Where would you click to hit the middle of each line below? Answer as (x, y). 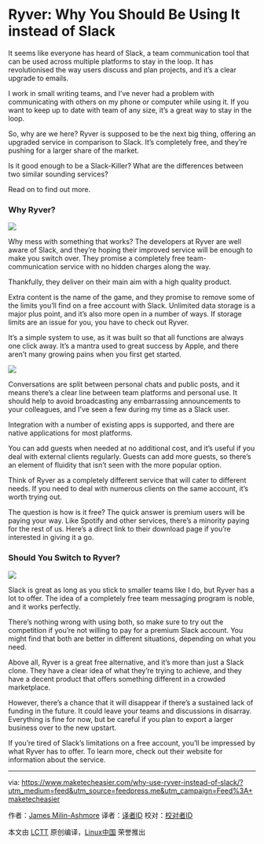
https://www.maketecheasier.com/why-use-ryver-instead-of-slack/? (132, 782)
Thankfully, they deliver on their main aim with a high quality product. (120, 282)
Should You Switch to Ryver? (64, 558)
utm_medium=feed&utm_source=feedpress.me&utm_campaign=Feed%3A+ (130, 790)
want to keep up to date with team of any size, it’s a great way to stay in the (130, 110)
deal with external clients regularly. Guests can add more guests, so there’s (130, 457)
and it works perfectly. (44, 606)
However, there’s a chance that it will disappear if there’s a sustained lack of (131, 702)
